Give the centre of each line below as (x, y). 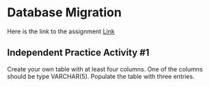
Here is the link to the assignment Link (61, 31)
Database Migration (64, 13)
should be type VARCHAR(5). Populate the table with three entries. (101, 76)
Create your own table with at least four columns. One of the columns (105, 69)
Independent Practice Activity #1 (78, 53)
